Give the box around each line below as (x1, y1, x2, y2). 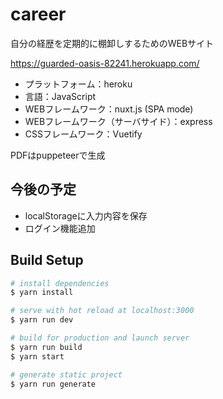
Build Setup (10, 252, 84, 269)
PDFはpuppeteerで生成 (10, 149, 106, 161)
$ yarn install (10, 288, 74, 298)
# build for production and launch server (10, 333, 190, 343)
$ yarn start (10, 351, 65, 362)
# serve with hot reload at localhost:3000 (10, 306, 195, 316)
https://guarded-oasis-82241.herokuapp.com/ (10, 57, 200, 69)
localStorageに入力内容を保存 (24, 209, 148, 222)
